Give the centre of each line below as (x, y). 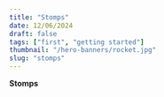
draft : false (33, 34)
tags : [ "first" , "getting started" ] (77, 42)
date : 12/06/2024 (41, 26)
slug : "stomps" (37, 58)
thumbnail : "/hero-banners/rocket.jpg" (83, 50)
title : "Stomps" (39, 17)
